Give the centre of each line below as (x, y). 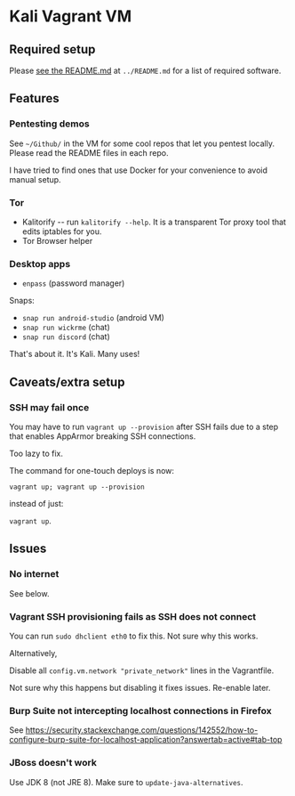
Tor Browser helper (57, 240)
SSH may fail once (49, 407)
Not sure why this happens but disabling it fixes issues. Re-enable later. (140, 687)
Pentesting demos (50, 124)
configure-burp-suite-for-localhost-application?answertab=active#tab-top (146, 740)
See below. (29, 593)
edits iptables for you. (62, 231)
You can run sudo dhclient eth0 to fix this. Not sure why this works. (134, 636)
